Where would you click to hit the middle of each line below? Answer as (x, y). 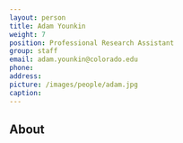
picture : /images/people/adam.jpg (74, 85)
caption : (26, 93)
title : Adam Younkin (48, 26)
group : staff (34, 51)
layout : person (38, 18)
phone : (22, 68)
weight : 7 (28, 34)
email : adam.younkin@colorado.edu (74, 59)
